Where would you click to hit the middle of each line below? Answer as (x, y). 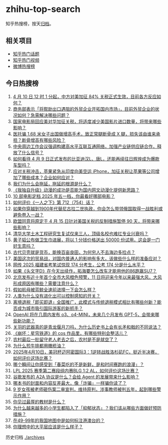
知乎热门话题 (26, 54)
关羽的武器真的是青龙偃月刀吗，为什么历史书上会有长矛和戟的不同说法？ (87, 327)
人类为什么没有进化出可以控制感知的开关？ (57, 296)
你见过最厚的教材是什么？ (39, 402)
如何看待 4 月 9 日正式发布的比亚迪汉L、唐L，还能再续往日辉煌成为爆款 (86, 158)
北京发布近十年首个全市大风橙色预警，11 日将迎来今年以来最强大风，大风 (87, 277)
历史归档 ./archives (25, 437)
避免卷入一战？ (28, 215)
